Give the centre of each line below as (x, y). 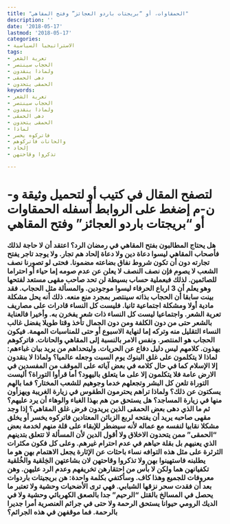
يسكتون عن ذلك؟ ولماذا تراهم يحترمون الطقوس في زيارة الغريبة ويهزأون (114, 391)
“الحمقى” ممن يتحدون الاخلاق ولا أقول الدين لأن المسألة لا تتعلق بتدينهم (112, 434)
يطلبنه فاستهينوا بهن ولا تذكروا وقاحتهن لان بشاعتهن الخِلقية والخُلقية (106, 460)
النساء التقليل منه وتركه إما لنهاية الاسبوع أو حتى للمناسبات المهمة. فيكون (114, 331)
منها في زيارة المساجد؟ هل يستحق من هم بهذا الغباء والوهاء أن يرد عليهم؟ (115, 400)
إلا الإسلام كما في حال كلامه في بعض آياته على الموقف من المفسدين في (112, 366)
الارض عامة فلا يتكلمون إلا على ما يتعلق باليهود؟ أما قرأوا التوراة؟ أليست (112, 374)
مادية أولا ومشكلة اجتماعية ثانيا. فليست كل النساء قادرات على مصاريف (111, 305)
